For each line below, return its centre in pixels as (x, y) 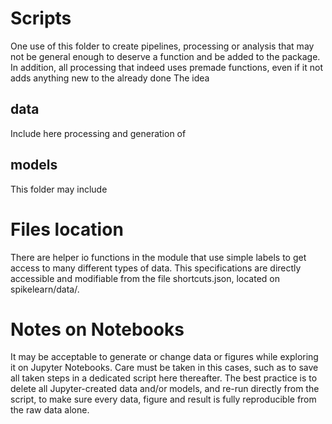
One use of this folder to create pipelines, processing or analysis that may (162, 46)
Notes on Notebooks (97, 329)
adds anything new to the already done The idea (110, 78)
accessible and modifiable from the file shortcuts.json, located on (145, 278)
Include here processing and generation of (98, 133)
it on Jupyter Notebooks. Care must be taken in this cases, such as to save (164, 368)
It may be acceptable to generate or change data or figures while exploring (164, 357)
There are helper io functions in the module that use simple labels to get (158, 257)
